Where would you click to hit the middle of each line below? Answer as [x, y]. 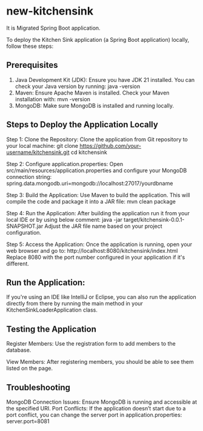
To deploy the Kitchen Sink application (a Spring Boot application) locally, [98, 39]
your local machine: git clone [42, 145]
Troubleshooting [38, 387]
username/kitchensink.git [38, 152]
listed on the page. [30, 369]
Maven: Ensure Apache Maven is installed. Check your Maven [92, 93]
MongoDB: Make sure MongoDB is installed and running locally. [95, 105]
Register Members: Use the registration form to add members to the [91, 344]
